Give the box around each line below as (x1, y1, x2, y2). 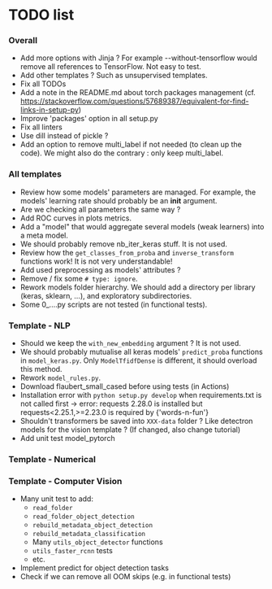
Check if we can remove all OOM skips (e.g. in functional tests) (19, 572, 231, 582)
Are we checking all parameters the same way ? (19, 204, 181, 214)
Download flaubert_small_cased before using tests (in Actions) (19, 382, 230, 391)
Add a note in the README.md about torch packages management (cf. (19, 88, 256, 98)
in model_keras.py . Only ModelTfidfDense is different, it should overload (19, 356, 257, 365)
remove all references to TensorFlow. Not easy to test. (19, 62, 201, 72)
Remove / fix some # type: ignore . (19, 273, 138, 283)
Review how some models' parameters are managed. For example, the (19, 187, 257, 197)
